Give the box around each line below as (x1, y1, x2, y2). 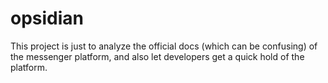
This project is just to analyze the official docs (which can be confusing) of (10, 40, 318, 52)
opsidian (10, 7, 85, 30)
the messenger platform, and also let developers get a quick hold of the (10, 50, 305, 62)
